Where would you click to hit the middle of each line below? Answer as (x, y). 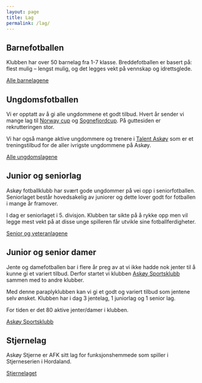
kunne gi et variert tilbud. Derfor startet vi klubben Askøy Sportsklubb (93, 273)
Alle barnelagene (28, 81)
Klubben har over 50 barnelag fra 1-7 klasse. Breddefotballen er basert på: (99, 62)
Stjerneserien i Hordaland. (39, 362)
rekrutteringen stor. (30, 127)
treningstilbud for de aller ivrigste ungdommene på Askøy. (79, 145)
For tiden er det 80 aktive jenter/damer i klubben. (68, 310)
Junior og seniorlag (44, 176)
